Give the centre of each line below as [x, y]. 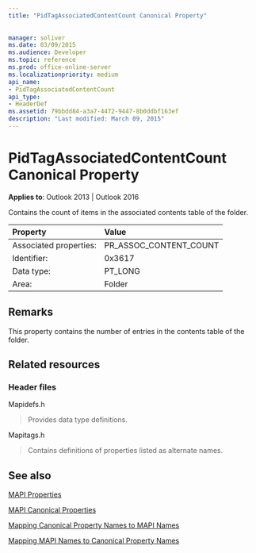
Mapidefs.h [27, 405]
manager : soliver [37, 38]
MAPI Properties [35, 495]
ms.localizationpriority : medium [63, 75]
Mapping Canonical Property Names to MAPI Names [94, 525]
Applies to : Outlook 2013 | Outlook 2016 [74, 197]
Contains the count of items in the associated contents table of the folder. [128, 212]
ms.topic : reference [42, 60]
